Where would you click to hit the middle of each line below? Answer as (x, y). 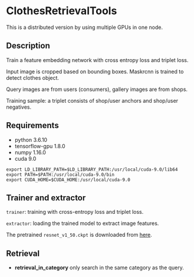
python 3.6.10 (31, 139)
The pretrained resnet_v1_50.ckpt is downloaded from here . (79, 235)
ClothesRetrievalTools (62, 11)
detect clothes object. (33, 77)
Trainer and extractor (46, 198)
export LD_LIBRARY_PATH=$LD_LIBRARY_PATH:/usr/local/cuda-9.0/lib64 (92, 170)
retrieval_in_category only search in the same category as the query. (99, 268)
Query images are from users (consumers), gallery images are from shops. (97, 89)
